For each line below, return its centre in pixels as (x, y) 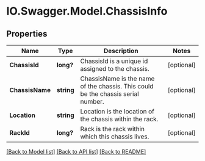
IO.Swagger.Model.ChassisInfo (87, 11)
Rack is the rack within (113, 129)
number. (92, 102)
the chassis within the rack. (119, 119)
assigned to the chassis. (115, 69)
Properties (27, 34)
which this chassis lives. (115, 137)
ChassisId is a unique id (114, 61)
